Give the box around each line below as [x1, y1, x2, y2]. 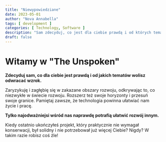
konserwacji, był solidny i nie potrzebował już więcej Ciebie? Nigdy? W [5, 127, 149, 133]
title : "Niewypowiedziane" [5, 7, 61, 12]
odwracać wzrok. [5, 77, 42, 83]
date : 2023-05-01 [5, 12, 41, 17]
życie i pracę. [5, 103, 33, 108]
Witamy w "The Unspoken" [5, 56, 120, 67]
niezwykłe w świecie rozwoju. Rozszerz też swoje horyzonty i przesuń [5, 92, 148, 98]
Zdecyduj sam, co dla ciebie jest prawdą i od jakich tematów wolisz [5, 72, 146, 78]
